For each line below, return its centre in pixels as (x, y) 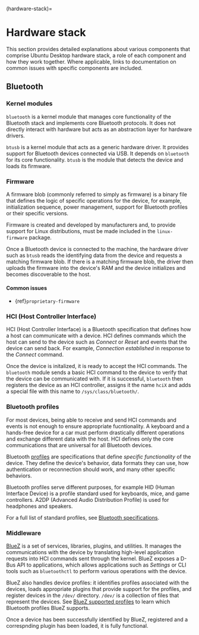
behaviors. (19, 476)
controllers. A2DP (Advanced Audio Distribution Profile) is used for (88, 499)
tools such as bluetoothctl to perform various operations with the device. (97, 571)
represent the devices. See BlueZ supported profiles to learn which (88, 602)
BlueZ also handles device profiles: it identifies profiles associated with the (97, 583)
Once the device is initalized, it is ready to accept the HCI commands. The (97, 366)
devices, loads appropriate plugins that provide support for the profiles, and (99, 589)
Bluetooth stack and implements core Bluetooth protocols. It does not (91, 123)
